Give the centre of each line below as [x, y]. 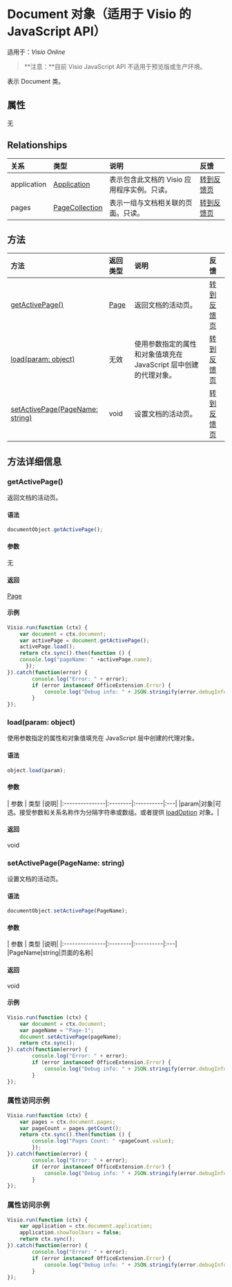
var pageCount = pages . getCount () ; [71, 1128]
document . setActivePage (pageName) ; [71, 1037]
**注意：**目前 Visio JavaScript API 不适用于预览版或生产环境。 [115, 66]
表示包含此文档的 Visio [146, 179]
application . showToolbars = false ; [71, 1233]
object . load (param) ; [37, 770]
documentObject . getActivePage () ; [55, 530]
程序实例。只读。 [144, 189]
